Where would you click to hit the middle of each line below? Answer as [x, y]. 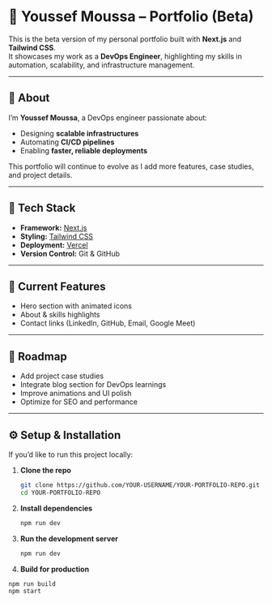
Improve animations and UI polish [76, 394]
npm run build [32, 584]
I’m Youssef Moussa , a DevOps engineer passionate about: [108, 118]
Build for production [55, 569]
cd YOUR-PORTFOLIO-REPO [60, 493]
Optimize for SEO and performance [79, 402]
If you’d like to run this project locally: [71, 454]
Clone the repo [45, 470]
